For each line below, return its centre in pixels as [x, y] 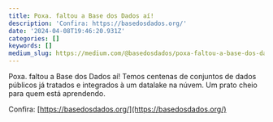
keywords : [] [30, 46]
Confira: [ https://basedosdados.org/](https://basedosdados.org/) [117, 109]
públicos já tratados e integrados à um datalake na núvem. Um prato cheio [133, 85]
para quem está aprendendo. [57, 93]
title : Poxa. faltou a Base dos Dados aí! [81, 16]
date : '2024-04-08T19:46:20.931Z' [67, 31]
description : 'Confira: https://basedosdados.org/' [97, 23]
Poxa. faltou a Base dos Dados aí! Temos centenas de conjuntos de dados [132, 76]
